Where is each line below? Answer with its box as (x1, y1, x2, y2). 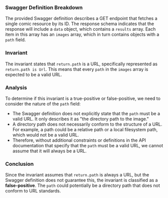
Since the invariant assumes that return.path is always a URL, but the (5, 172, 149, 178)
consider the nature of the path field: (5, 101, 81, 107)
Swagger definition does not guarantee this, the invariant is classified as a (5, 177, 158, 183)
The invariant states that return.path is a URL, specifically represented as (5, 61, 158, 67)
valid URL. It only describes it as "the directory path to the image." (12, 116, 149, 122)
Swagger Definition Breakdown (5, 4, 83, 11)
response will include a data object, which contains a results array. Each (5, 26, 156, 32)
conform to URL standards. (5, 188, 61, 194)
